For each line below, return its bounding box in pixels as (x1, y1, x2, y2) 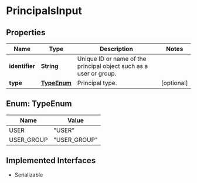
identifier (9, 62, 35, 70)
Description (99, 45, 133, 53)
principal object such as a (77, 62, 148, 70)
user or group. (77, 69, 117, 77)
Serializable (14, 171, 43, 178)
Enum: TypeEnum (6, 99, 72, 109)
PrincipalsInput (6, 4, 82, 18)
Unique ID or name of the (77, 55, 147, 63)
